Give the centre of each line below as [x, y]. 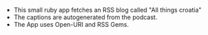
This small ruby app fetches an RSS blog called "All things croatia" [107, 10]
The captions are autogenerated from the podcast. [85, 17]
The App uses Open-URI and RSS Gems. [71, 24]
